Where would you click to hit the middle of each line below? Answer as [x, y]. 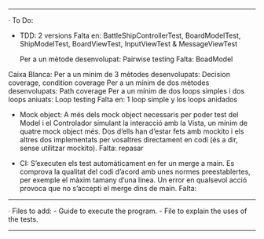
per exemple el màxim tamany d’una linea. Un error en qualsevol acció [133, 180]
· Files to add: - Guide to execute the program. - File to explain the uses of [128, 211]
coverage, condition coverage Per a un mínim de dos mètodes [109, 83]
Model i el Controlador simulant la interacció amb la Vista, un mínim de [134, 123]
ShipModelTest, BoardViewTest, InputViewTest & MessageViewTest [128, 44]
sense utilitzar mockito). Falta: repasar [81, 148]
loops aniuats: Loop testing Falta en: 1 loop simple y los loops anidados [123, 99]
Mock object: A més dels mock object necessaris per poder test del [129, 114]
